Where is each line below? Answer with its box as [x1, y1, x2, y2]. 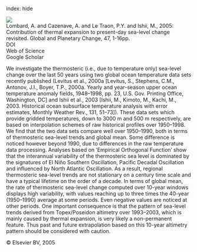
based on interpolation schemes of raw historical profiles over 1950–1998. [6, 121, 186, 128]
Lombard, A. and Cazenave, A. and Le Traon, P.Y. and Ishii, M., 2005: [6, 22, 174, 29]
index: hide [6, 5, 34, 12]
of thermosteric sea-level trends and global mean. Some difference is [6, 134, 175, 141]
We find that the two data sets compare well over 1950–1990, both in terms [6, 128, 188, 134]
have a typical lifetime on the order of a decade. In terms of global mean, [6, 178, 183, 184]
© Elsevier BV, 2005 [6, 239, 55, 246]
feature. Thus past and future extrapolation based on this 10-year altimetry [6, 221, 188, 228]
